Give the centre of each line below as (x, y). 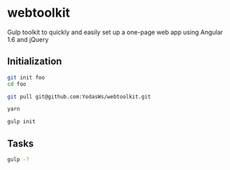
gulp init (22, 122)
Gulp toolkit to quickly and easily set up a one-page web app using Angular (115, 32)
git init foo (26, 77)
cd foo (17, 84)
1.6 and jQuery (28, 39)
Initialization (35, 62)
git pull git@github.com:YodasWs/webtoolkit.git (79, 96)
